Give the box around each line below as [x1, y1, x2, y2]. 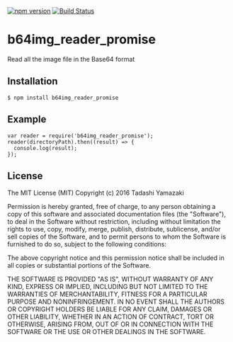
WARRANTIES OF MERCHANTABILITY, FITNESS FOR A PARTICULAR [7, 290, 208, 299]
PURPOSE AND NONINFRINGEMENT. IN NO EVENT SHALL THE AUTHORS [7, 297, 225, 306]
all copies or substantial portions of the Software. [7, 261, 151, 270]
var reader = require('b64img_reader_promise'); [7, 132, 154, 139]
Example [7, 113, 47, 125]
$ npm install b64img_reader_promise [7, 94, 119, 101]
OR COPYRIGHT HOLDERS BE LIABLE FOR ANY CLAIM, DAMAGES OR [7, 305, 212, 314]
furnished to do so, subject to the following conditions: [7, 240, 166, 249]
